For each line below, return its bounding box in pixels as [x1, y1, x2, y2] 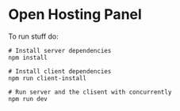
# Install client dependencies [8, 67, 112, 76]
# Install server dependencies [8, 46, 112, 54]
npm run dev [8, 94, 48, 103]
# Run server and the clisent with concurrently [8, 88, 172, 96]
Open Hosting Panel [8, 6, 143, 24]
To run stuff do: [8, 31, 59, 41]
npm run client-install [8, 74, 87, 82]
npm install [8, 54, 48, 61]
